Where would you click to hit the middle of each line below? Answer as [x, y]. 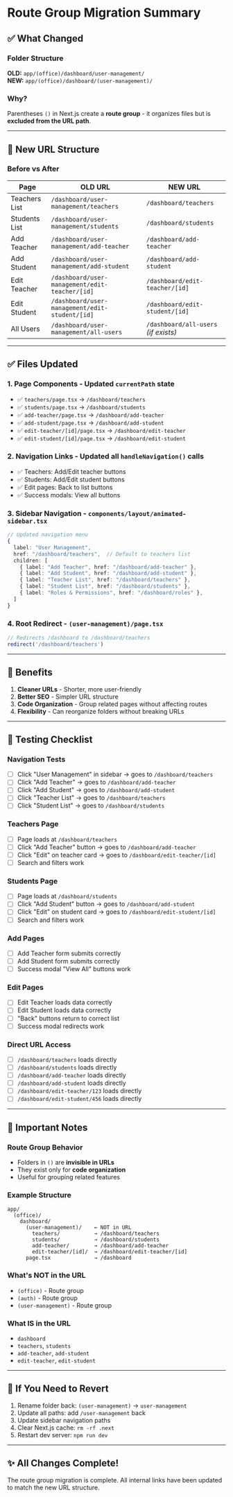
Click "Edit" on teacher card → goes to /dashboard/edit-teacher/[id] [116, 855]
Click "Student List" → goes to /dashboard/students [91, 805]
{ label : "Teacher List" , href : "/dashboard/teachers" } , [105, 580]
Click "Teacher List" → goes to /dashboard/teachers [91, 798]
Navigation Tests [36, 759]
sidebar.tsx [27, 521]
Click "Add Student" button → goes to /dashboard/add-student [106, 904]
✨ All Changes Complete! [63, 1463]
